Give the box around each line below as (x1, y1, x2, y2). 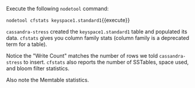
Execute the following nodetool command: (6, 5, 109, 12)
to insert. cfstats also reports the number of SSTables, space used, (23, 59, 189, 65)
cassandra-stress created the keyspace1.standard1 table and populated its (6, 28, 188, 35)
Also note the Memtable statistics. (6, 77, 89, 83)
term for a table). (6, 41, 47, 48)
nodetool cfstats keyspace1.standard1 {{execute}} (6, 17, 130, 23)
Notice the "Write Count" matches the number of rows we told (6, 52, 158, 59)
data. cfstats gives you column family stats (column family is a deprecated (6, 34, 190, 41)
